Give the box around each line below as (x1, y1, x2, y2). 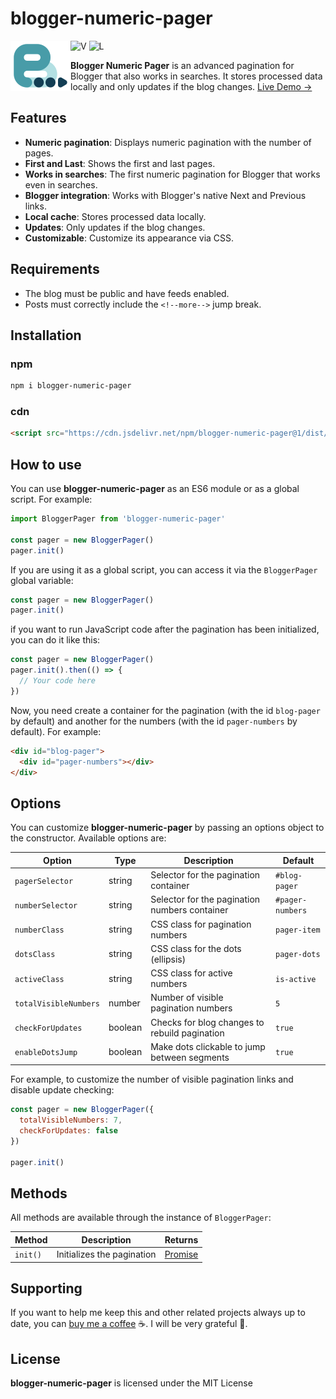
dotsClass (14, 950, 56, 960)
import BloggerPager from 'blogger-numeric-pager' (10, 514, 226, 524)
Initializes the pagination (56, 1248, 157, 1261)
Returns (164, 1233, 199, 1246)
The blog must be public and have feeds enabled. (24, 287, 230, 299)
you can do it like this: (10, 634, 101, 646)
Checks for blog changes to (150, 1016, 265, 1028)
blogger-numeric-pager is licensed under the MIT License (10, 1377, 253, 1389)
